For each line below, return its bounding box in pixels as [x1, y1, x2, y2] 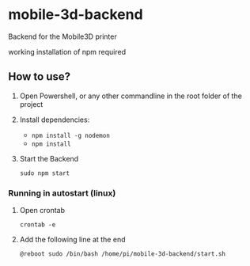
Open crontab [19, 206, 66, 215]
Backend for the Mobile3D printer [8, 32, 117, 41]
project [19, 99, 44, 108]
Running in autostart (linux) [8, 188, 116, 199]
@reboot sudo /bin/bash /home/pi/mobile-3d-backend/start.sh [19, 250, 226, 258]
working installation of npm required [8, 47, 127, 56]
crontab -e [19, 221, 56, 229]
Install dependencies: [19, 115, 90, 124]
